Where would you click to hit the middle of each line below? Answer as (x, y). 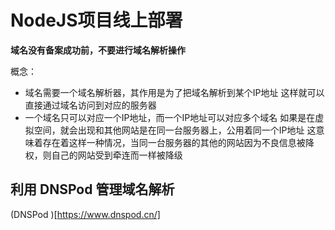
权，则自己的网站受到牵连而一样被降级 (103, 155)
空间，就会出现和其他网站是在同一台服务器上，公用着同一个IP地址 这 (175, 130)
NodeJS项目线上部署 (96, 20)
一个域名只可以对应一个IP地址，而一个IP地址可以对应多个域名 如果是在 (170, 117)
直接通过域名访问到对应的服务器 (90, 105)
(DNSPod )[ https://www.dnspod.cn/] (85, 214)
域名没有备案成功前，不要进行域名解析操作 (98, 50)
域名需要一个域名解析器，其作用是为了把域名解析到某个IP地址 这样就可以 (174, 92)
